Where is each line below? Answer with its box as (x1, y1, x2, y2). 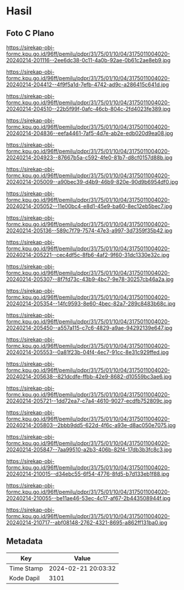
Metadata (6, 536, 43, 546)
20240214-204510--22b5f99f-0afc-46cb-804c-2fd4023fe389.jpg (6, 105, 171, 112)
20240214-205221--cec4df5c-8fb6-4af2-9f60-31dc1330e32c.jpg (6, 252, 170, 258)
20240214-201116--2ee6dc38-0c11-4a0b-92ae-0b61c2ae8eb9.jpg (6, 57, 171, 63)
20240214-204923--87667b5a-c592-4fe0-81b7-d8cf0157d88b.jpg (6, 154, 173, 161)
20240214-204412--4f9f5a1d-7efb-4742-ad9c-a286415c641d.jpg (6, 81, 169, 88)
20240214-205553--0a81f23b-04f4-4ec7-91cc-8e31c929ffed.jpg (6, 349, 169, 356)
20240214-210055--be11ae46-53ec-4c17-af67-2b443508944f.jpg (6, 495, 171, 501)
